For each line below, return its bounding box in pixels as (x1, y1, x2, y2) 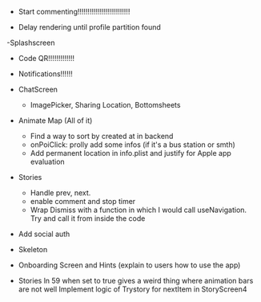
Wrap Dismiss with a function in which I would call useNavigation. (30, 205, 247, 214)
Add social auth (18, 229, 70, 239)
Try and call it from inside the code (30, 214, 146, 223)
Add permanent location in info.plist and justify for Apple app (30, 149, 232, 157)
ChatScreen (18, 84, 58, 94)
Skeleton (18, 245, 48, 254)
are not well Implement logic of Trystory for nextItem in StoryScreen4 (18, 284, 247, 294)
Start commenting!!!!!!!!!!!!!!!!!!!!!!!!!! (18, 7, 130, 16)
